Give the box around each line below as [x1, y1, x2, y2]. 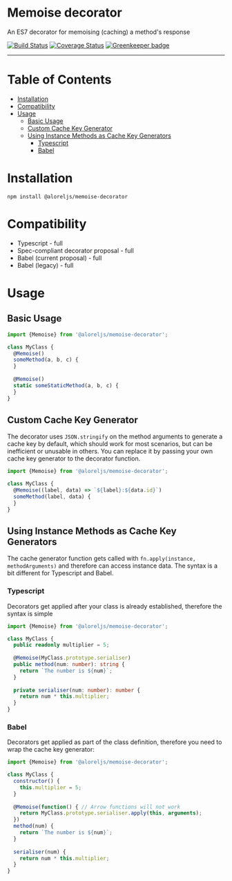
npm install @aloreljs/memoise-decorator [7, 193, 128, 200]
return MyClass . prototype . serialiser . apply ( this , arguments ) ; [19, 810, 202, 817]
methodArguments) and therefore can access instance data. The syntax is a [7, 562, 218, 570]
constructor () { [13, 778, 60, 785]
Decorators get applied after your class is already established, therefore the [7, 602, 222, 610]
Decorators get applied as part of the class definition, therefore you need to [7, 738, 222, 746]
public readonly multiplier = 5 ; [13, 642, 110, 649]
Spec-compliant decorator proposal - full [17, 246, 135, 254]
